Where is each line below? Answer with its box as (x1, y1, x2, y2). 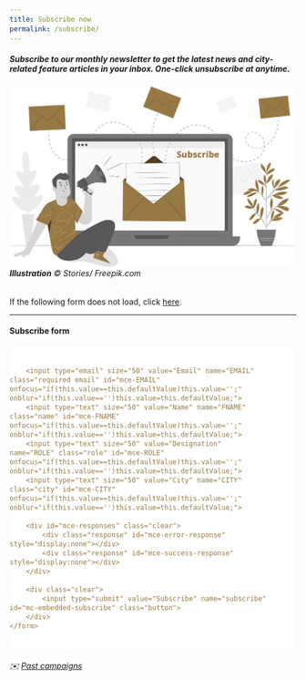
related (9, 64, 38, 75)
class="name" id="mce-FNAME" (9, 411, 120, 421)
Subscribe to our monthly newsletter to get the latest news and (9, 54, 253, 65)
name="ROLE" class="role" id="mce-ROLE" (9, 448, 166, 458)
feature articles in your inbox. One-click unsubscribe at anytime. (38, 64, 291, 75)
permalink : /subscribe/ (9, 24, 100, 34)
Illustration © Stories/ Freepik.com (9, 267, 141, 278)
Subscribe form (9, 325, 70, 336)
